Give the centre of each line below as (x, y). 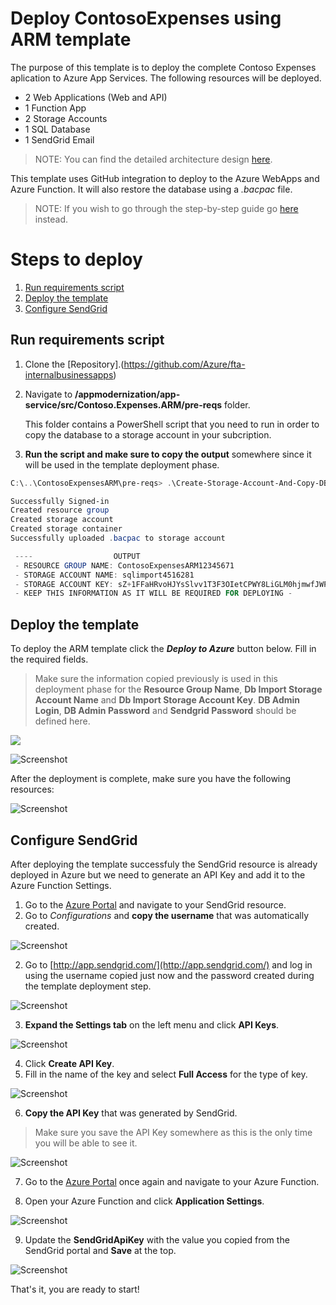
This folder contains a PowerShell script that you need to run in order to (172, 424)
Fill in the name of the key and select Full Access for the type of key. (166, 1074)
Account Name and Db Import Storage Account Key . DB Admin (167, 700)
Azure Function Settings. (61, 885)
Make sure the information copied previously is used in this (156, 679)
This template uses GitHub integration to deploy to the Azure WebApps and (165, 178)
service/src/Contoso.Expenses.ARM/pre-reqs (123, 404)
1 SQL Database (57, 129)
